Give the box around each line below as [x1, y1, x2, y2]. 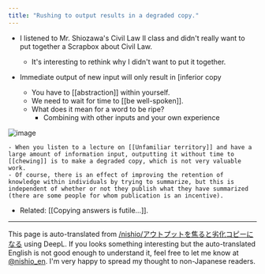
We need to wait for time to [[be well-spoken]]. [31, 96, 184, 105]
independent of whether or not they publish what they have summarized [8, 185, 248, 193]
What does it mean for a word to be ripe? [31, 104, 165, 114]
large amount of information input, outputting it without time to [8, 150, 235, 158]
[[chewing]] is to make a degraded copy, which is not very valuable [8, 157, 242, 165]
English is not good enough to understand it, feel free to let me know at [8, 248, 239, 257]
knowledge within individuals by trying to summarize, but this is [8, 178, 235, 186]
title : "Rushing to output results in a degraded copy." [8, 11, 200, 20]
